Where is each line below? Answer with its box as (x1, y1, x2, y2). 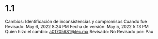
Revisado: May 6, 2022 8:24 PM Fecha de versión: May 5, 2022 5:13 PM (5, 23, 149, 29)
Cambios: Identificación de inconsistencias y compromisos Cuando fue (5, 19, 147, 24)
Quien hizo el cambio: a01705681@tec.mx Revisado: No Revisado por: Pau (5, 29, 154, 34)
